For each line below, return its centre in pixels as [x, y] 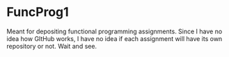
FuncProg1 [38, 12]
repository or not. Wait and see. [52, 46]
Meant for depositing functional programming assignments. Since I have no [114, 31]
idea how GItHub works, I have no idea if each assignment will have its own [114, 38]
